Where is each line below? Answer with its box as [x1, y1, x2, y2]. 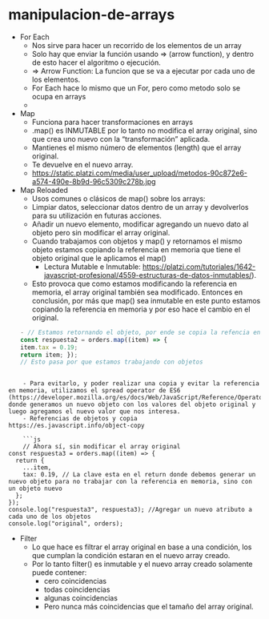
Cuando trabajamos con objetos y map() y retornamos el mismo [31, 236, 243, 246]
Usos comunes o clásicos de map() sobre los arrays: [31, 194, 206, 203]
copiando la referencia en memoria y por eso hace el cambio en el [31, 304, 251, 314]
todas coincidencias [43, 585, 110, 594]
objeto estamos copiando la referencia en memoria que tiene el [31, 244, 241, 254]
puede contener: [31, 568, 87, 577]
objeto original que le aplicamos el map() [31, 253, 167, 263]
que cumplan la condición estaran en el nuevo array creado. [31, 551, 231, 561]
